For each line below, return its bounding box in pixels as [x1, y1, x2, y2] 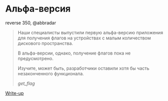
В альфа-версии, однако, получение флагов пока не [17, 50, 131, 56]
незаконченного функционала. [17, 70, 85, 76]
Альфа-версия [5, 3, 71, 15]
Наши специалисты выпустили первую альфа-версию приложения [17, 29, 163, 35]
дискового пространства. [17, 40, 73, 46]
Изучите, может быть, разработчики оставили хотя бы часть [17, 65, 150, 71]
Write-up [5, 90, 24, 96]
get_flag [17, 80, 35, 86]
